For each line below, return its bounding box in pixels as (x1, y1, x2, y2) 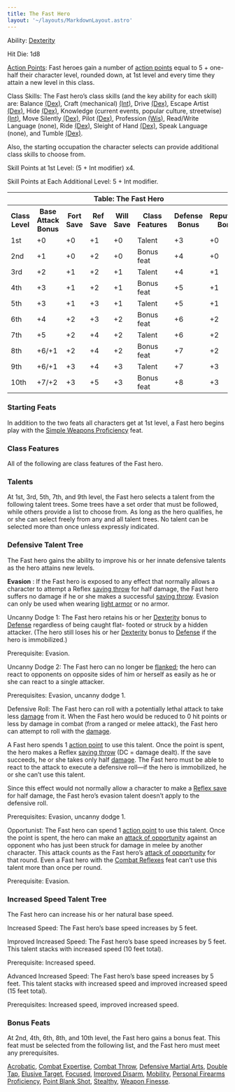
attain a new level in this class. (7, 78, 95, 86)
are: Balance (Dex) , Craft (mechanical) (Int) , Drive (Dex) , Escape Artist (7, 99, 209, 107)
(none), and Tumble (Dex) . (7, 129, 83, 137)
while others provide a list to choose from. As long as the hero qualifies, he (7, 507, 223, 516)
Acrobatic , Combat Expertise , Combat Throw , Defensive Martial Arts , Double (7, 1063, 228, 1071)
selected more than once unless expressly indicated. (7, 523, 159, 531)
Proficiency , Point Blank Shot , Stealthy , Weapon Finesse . (7, 1077, 171, 1086)
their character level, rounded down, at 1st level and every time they (20, 71, 215, 79)
